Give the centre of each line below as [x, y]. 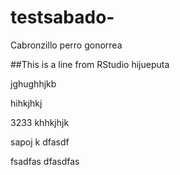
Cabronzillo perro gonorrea [66, 45]
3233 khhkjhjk [40, 122]
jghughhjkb [33, 83]
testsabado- [62, 17]
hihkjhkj [26, 103]
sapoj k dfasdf [40, 142]
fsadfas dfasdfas [45, 161]
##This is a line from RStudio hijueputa [90, 64]
